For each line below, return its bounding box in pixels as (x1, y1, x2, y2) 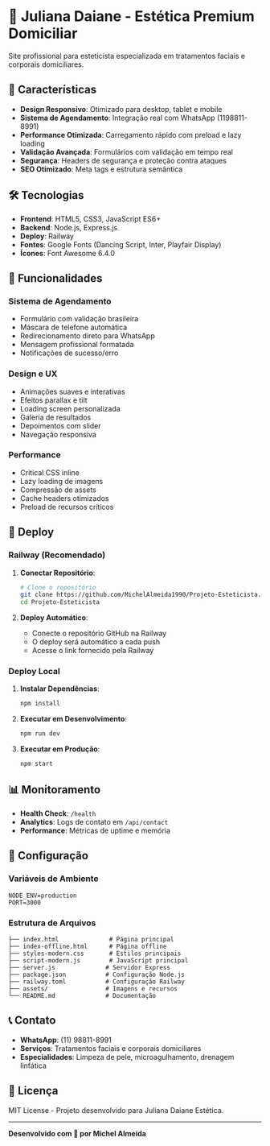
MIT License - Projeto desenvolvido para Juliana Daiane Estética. (8, 1105, 224, 1115)
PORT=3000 (8, 898, 42, 907)
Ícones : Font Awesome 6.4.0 (19, 248, 115, 258)
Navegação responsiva (19, 429, 96, 439)
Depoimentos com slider (19, 420, 102, 430)
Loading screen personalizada (19, 403, 121, 413)
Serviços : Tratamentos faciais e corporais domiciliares (19, 1043, 202, 1053)
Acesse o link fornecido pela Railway (31, 646, 154, 656)
